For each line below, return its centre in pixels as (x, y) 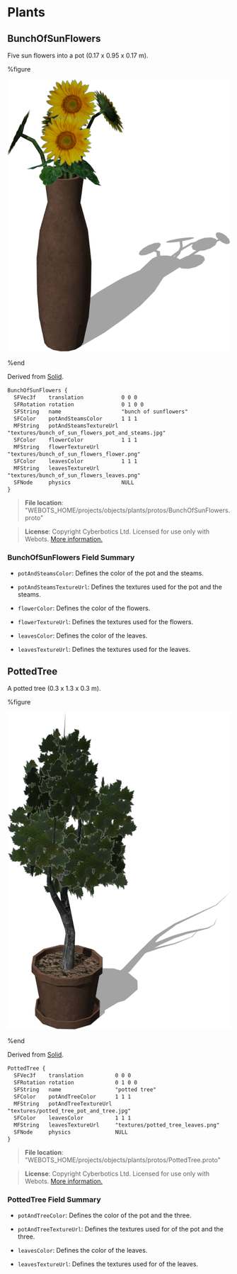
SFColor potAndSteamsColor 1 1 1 (76, 419)
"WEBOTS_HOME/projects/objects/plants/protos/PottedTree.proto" (122, 1160)
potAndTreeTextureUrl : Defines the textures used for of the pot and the (121, 1229)
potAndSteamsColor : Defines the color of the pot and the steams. (110, 573)
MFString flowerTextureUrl (57, 447)
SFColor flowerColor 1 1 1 (76, 440)
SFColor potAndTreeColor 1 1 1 (73, 1097)
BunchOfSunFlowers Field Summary (71, 558)
